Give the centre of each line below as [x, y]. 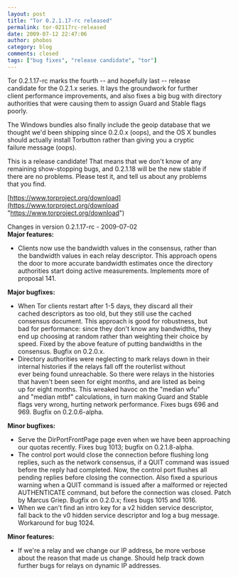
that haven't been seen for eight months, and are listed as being [111, 381]
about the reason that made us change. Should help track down [111, 558]
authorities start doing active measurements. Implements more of [113, 271]
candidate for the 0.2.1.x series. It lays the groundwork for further [103, 88]
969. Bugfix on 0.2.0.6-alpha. [61, 412]
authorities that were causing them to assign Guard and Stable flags [107, 103]
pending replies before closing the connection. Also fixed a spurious [118, 477]
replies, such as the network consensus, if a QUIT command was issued [123, 462]
